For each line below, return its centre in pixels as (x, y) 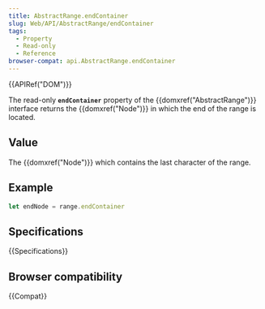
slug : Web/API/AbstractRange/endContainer (81, 24)
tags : (17, 31)
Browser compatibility (66, 277)
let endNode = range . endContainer (67, 206)
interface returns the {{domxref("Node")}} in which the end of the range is (132, 108)
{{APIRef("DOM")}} (41, 84)
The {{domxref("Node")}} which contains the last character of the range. (130, 162)
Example (31, 188)
